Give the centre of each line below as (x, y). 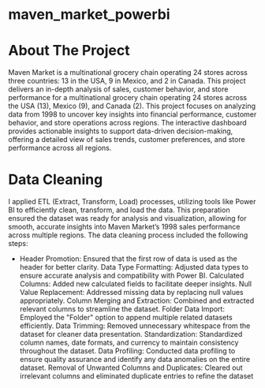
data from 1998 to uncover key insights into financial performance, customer (132, 114)
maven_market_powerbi (90, 15)
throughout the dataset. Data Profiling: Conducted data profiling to (127, 351)
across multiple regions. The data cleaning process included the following (128, 235)
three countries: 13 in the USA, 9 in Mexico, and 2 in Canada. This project (127, 81)
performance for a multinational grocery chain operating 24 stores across (127, 98)
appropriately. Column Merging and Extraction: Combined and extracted (137, 300)
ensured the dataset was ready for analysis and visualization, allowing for (127, 218)
